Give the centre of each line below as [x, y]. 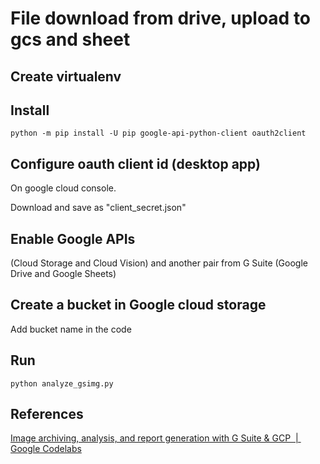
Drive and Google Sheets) [63, 274]
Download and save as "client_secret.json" [98, 208]
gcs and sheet [70, 39]
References [47, 414]
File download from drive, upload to [161, 18]
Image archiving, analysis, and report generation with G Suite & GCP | [154, 438]
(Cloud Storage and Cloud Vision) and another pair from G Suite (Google [159, 263]
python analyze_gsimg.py [62, 383]
